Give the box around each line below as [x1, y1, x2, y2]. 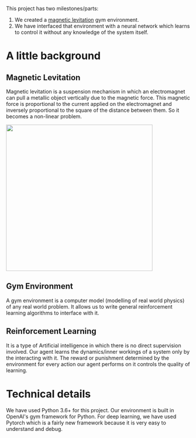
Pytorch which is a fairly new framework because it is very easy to [6, 419, 167, 426]
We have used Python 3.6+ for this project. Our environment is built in [6, 406, 174, 413]
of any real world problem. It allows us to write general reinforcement [6, 303, 173, 310]
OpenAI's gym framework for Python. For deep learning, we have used [6, 413, 177, 420]
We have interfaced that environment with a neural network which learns [14, 23, 190, 29]
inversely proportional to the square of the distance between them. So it [6, 107, 180, 114]
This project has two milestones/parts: [6, 5, 99, 12]
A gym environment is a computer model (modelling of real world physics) [6, 297, 185, 304]
